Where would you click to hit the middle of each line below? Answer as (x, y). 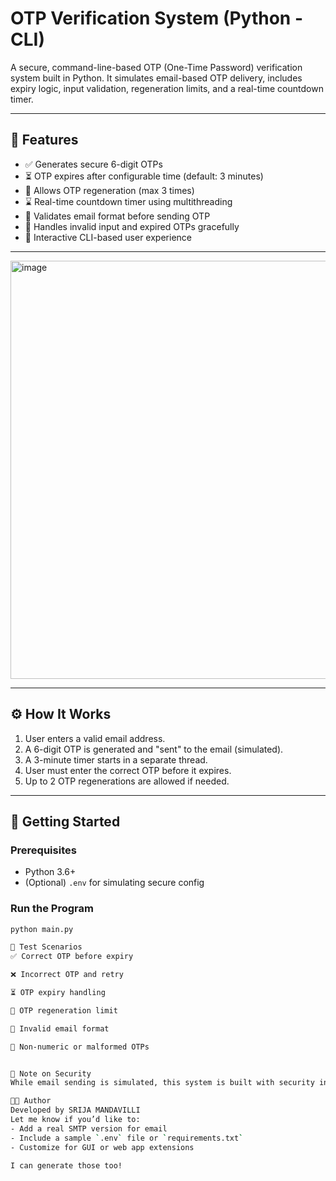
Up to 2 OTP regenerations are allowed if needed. (127, 781)
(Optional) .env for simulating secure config (114, 883)
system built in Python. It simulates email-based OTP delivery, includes (156, 78)
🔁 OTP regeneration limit (64, 1010)
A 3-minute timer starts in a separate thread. (116, 759)
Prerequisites (43, 850)
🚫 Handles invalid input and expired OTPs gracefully (132, 226)
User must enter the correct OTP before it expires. (128, 770)
